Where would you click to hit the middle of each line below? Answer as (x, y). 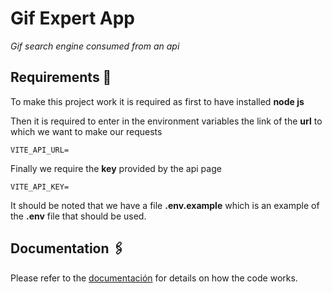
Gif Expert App (72, 18)
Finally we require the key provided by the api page (116, 168)
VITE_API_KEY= (40, 187)
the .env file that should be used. (78, 216)
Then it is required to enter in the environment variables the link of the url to (166, 121)
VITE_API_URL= (40, 150)
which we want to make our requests (86, 131)
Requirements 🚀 (61, 77)
